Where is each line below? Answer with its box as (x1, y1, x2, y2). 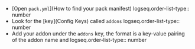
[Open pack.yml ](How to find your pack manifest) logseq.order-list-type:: (11, 5, 190, 12)
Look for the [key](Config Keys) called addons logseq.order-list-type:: (11, 18, 180, 24)
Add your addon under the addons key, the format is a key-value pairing (11, 30, 185, 37)
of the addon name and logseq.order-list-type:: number (11, 37, 147, 43)
